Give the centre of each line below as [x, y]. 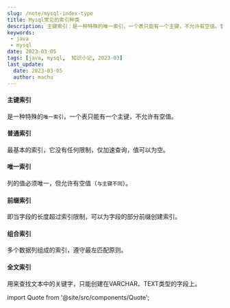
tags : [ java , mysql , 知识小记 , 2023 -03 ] [65, 58]
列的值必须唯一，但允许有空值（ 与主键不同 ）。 [69, 183]
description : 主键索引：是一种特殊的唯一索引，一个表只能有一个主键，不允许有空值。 [114, 26]
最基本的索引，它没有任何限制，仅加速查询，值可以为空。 [88, 150]
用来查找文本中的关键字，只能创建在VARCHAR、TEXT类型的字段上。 [104, 283]
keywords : [21, 33]
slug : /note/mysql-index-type [50, 13]
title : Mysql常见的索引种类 [43, 20]
